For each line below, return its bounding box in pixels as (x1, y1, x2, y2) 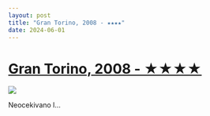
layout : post (8, 11, 51, 20)
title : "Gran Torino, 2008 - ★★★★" (8, 19, 126, 27)
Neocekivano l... (8, 100, 62, 110)
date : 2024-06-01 (8, 26, 66, 34)
